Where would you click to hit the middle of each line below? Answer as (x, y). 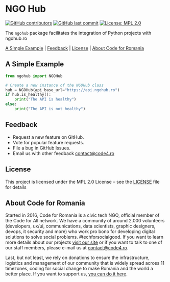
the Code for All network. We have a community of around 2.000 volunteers (85, 221)
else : (11, 104)
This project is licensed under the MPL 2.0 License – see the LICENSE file (82, 182)
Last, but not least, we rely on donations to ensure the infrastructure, (77, 258)
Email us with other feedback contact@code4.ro (64, 153)
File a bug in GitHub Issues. (41, 148)
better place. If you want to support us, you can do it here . (66, 274)
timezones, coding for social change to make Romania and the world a (79, 269)
